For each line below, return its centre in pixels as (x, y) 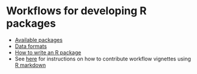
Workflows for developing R (76, 11)
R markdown (30, 65)
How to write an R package (48, 52)
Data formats (31, 46)
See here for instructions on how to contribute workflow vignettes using (103, 59)
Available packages (39, 40)
